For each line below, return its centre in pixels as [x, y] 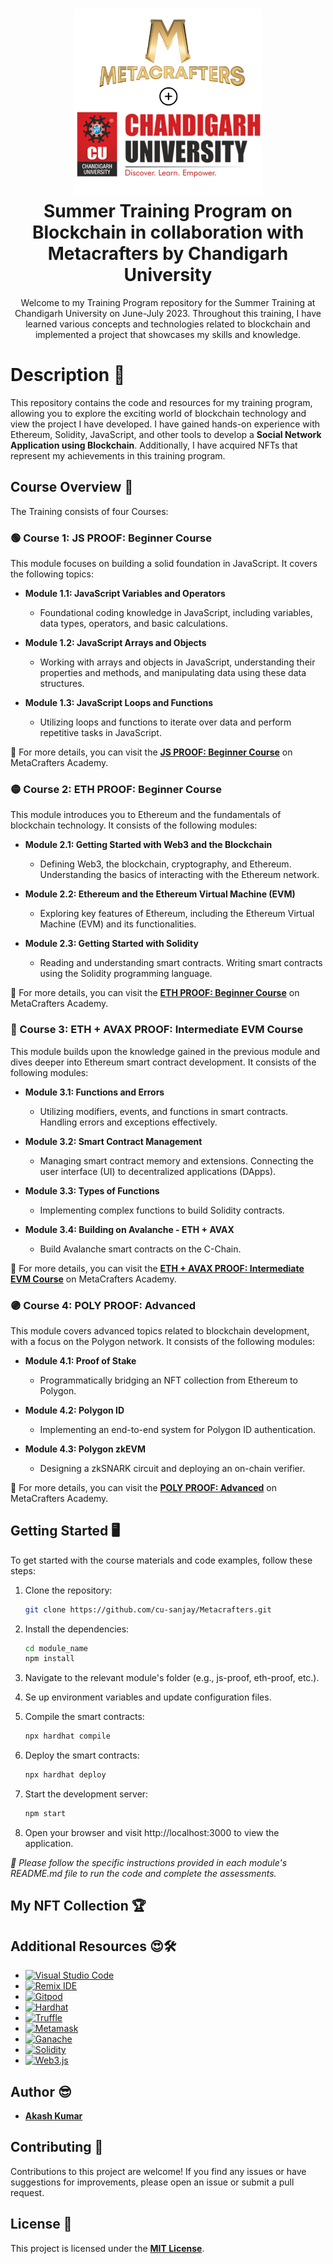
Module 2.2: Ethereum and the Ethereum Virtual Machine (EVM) [160, 894]
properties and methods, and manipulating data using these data [173, 672]
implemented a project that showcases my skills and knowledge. [168, 334]
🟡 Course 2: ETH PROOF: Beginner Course [116, 789]
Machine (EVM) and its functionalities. [118, 924]
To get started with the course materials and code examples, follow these [161, 1560]
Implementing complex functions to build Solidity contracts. [162, 1210]
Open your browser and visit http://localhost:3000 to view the [152, 1832]
